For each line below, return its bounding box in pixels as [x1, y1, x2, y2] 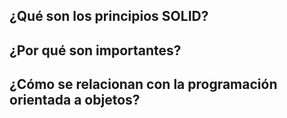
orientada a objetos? [9, 92, 141, 109]
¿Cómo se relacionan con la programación [9, 76, 278, 93]
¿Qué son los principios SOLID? [9, 8, 209, 25]
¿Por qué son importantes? [9, 42, 182, 59]
